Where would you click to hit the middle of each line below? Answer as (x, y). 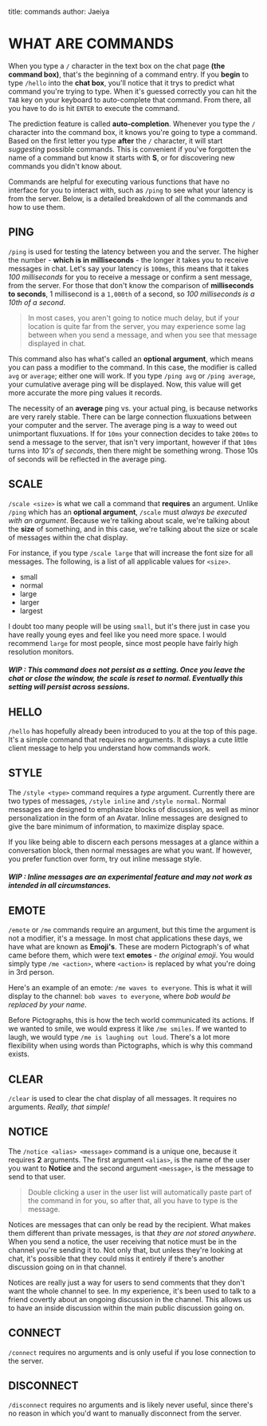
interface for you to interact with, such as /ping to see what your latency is (131, 190)
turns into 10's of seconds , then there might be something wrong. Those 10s (133, 450)
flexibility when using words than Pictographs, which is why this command (130, 1046)
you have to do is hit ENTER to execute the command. (94, 108)
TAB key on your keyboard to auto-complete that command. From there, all (130, 100)
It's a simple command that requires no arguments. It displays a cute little (128, 739)
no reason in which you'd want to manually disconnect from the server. (125, 1413)
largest (31, 611)
